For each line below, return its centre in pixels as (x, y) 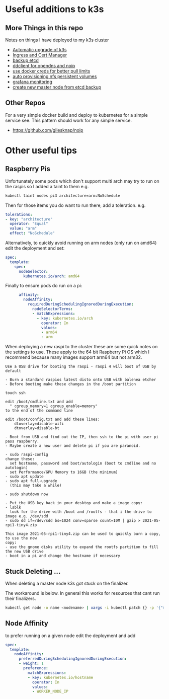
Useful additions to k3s (55, 9)
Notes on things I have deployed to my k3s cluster (57, 40)
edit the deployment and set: (35, 248)
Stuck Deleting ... (33, 571)
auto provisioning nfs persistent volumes (55, 76)
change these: (20, 459)
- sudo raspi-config (27, 455)
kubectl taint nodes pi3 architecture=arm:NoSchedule (63, 196)
